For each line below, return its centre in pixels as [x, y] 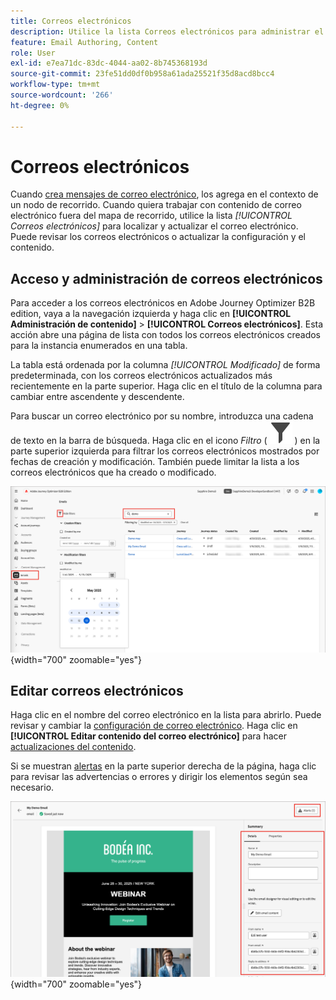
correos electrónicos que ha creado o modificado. [113, 472]
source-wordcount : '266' [62, 95]
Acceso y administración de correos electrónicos [166, 278]
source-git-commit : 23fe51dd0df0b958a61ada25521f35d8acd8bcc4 [142, 74]
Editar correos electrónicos [97, 690]
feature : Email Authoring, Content [84, 42]
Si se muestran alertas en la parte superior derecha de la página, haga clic [163, 766]
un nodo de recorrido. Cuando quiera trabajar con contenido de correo [156, 205]
